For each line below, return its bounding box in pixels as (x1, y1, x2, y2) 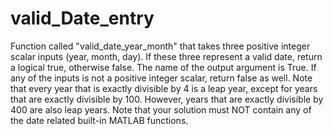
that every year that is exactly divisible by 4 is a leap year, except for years (10, 82, 318, 94)
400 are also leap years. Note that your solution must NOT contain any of (10, 103, 312, 116)
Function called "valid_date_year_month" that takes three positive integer (10, 40, 311, 52)
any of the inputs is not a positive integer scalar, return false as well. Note (10, 72, 313, 84)
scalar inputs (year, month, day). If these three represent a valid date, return (10, 50, 323, 62)
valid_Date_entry (10, 7, 155, 30)
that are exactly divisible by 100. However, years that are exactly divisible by (10, 93, 324, 105)
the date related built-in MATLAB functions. (10, 114, 189, 126)
